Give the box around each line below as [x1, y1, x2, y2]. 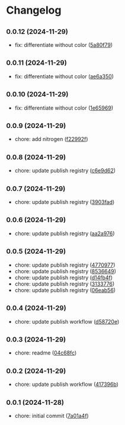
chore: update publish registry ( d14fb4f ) [14, 274, 113, 281]
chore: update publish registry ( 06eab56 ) [14, 286, 116, 293]
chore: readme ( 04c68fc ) [14, 349, 77, 356]
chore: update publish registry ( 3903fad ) [14, 199, 115, 206]
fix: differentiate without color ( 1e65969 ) [14, 104, 114, 111]
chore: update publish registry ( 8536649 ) [14, 267, 117, 274]
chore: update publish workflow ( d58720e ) [14, 318, 120, 325]
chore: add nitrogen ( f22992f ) [14, 136, 88, 143]
